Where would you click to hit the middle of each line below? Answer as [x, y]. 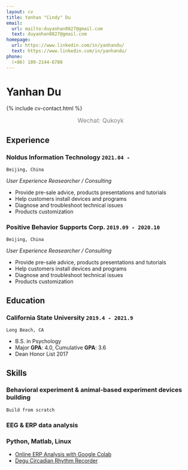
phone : [14, 56]
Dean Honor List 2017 [42, 354]
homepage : [19, 40]
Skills [16, 373]
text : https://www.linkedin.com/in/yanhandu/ [69, 51]
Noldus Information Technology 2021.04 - [68, 157]
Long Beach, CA [25, 330]
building [19, 397]
